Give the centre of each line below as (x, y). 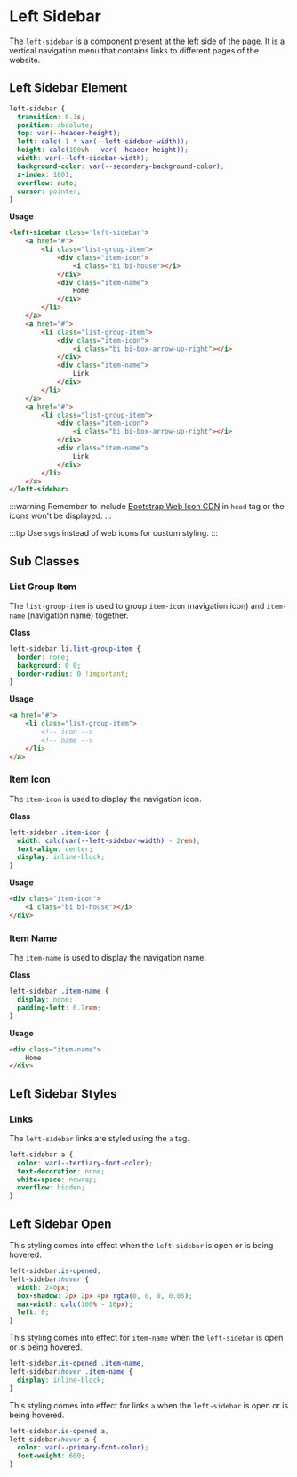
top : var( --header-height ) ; (69, 134)
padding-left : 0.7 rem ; (59, 1008)
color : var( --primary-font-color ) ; (83, 1448)
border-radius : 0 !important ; (73, 674)
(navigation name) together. (78, 615)
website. (25, 60)
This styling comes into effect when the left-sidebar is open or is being (141, 1246)
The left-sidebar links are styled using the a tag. (99, 1138)
